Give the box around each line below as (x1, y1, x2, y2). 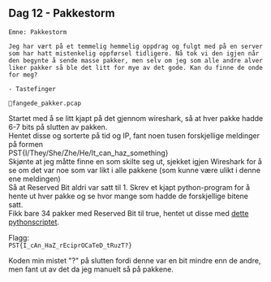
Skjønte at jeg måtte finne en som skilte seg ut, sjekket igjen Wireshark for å (8, 156, 262, 166)
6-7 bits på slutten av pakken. (8, 122, 108, 132)
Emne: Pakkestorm (8, 28, 67, 36)
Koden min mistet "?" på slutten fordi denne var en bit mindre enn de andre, (8, 255, 261, 265)
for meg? (8, 71, 38, 79)
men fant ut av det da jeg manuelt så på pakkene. (8, 264, 174, 274)
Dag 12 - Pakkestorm (8, 7, 115, 20)
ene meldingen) (8, 174, 61, 184)
